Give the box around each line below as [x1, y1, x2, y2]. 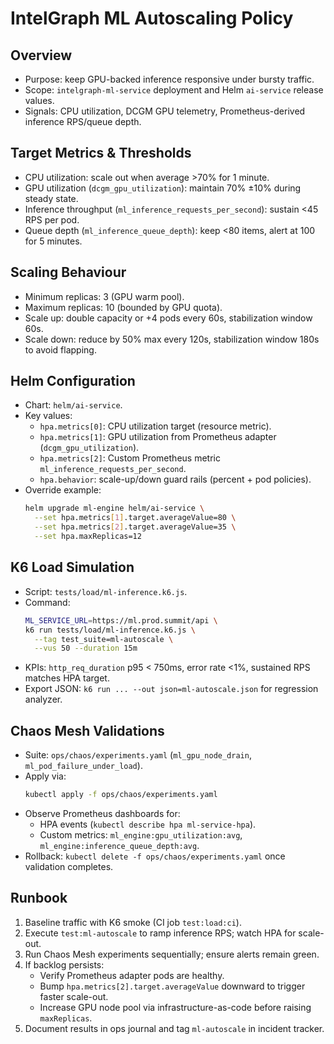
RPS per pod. [24, 213, 80, 226]
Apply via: [24, 770, 67, 782]
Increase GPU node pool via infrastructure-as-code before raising [39, 1001, 312, 1013]
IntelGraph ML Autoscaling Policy [10, 7, 294, 30]
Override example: [24, 484, 102, 496]
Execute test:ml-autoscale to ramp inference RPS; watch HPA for [24, 927, 297, 939]
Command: [24, 596, 71, 608]
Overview [10, 47, 73, 64]
